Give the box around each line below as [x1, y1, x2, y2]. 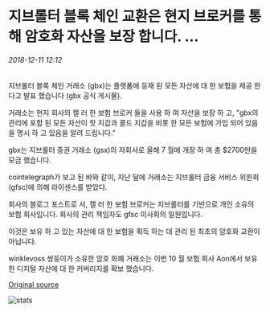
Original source [8, 280, 59, 289]
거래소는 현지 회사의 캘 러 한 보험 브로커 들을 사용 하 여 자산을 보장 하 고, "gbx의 [8, 108, 259, 117]
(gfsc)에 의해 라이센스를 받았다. [8, 183, 108, 192]
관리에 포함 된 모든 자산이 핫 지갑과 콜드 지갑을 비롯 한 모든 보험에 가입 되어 [8, 118, 243, 128]
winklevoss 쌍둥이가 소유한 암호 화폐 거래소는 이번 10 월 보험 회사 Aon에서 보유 [8, 254, 258, 264]
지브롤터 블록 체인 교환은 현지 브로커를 [8, 7, 246, 26]
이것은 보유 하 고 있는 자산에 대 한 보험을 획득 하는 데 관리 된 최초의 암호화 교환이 [8, 227, 260, 236]
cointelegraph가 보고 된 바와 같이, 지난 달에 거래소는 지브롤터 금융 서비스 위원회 [8, 172, 260, 182]
